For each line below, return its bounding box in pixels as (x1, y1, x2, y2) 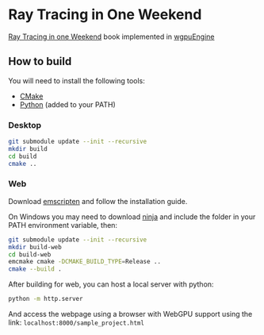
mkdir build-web (8, 243, 62, 251)
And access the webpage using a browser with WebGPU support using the (8, 310, 253, 319)
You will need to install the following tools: (8, 75, 145, 85)
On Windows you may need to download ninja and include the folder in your (8, 212, 256, 221)
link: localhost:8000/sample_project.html (8, 318, 145, 327)
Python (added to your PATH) (19, 99, 117, 109)
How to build (8, 55, 72, 68)
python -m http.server (8, 295, 83, 303)
